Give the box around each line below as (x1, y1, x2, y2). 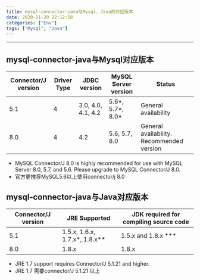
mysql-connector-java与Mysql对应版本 (6, 54, 154, 64)
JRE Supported (67, 214, 111, 222)
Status (156, 80, 176, 88)
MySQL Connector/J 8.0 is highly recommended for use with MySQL (14, 160, 183, 167)
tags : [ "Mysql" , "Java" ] (6, 25, 68, 32)
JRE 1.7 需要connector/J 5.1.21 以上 (14, 267, 101, 274)
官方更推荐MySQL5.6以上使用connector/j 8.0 (14, 173, 125, 181)
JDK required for (132, 210, 180, 218)
